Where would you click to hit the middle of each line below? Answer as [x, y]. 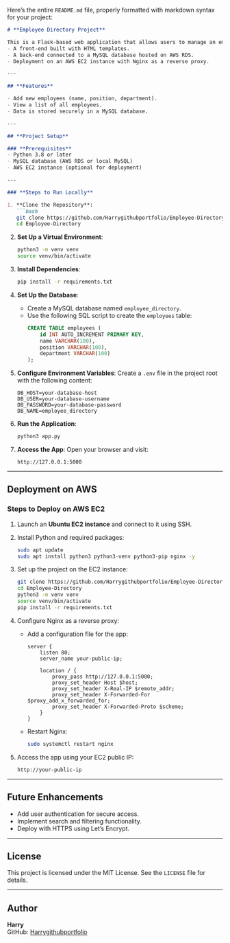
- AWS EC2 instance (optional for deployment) [75, 168]
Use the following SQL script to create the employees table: [110, 315]
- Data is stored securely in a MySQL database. [78, 111]
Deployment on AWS [52, 489]
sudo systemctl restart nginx [71, 744]
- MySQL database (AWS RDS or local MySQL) [70, 161]
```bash [27, 211]
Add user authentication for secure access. [78, 814]
